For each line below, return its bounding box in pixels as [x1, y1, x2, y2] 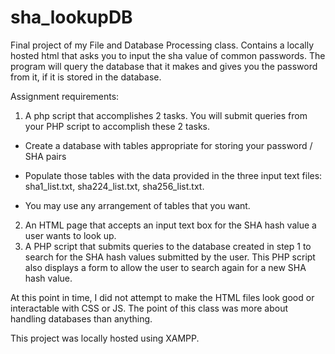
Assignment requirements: [10, 90, 120, 102]
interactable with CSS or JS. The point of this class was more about [10, 302, 289, 314]
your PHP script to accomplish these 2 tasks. [24, 120, 211, 132]
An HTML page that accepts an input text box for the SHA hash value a [24, 219, 317, 231]
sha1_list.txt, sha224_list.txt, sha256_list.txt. [24, 180, 205, 192]
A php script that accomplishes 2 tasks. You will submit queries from [24, 109, 308, 121]
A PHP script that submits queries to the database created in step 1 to [24, 240, 312, 252]
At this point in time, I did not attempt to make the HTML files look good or [10, 291, 315, 303]
